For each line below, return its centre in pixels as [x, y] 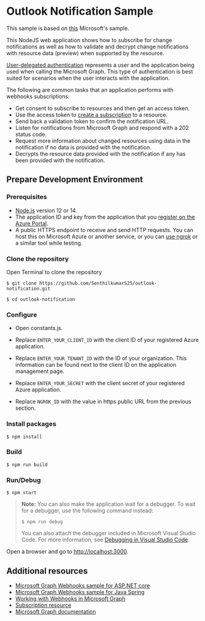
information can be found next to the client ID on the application [95, 365]
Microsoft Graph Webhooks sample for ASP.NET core [83, 585]
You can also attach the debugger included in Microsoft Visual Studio [109, 533]
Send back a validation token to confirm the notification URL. [92, 121]
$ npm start [21, 493]
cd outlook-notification [43, 299]
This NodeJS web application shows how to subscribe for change [89, 40]
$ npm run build [27, 465]
